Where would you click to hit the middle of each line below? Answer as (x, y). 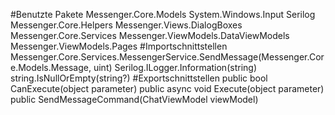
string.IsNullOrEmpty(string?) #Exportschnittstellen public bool (139, 78)
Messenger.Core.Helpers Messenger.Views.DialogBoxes (126, 25)
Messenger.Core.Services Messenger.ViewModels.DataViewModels (150, 35)
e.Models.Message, (51, 67)
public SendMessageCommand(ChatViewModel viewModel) (134, 99)
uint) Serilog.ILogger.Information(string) (175, 67)
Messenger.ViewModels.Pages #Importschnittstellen (119, 46)
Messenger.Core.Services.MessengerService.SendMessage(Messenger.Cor (167, 57)
